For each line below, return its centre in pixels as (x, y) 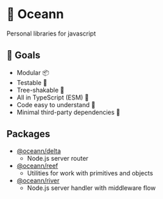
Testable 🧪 (32, 82)
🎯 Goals (24, 55)
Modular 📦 (33, 72)
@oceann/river (38, 180)
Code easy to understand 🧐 (56, 104)
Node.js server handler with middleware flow (91, 188)
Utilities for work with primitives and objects (90, 173)
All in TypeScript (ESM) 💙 (53, 97)
